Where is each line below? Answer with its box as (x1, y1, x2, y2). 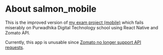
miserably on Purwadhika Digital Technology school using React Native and (5, 24, 159, 30)
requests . (5, 44, 25, 50)
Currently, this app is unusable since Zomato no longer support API (5, 39, 141, 45)
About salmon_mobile (5, 3, 97, 15)
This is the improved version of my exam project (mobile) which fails (5, 19, 144, 25)
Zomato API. (5, 30, 31, 36)
